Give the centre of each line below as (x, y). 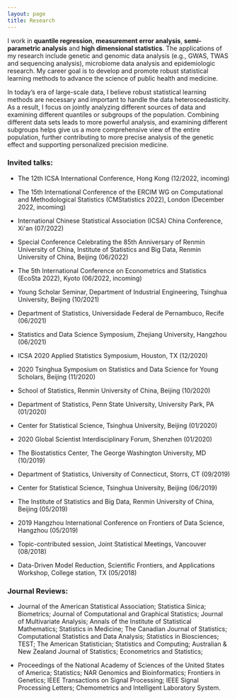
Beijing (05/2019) (43, 509)
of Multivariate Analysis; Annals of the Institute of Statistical (104, 622)
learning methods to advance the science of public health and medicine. (113, 78)
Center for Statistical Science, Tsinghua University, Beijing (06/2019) (117, 487)
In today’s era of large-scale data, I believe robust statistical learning (107, 92)
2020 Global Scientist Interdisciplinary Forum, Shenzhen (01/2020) (115, 439)
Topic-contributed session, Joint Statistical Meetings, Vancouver (112, 544)
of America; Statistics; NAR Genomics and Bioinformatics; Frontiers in (119, 673)
